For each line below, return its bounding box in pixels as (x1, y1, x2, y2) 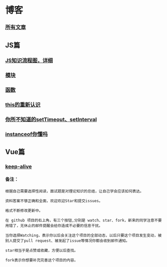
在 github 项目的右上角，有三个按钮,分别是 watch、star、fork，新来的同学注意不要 (5, 218, 162, 223)
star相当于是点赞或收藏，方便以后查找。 (5, 248, 78, 253)
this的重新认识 (5, 101, 41, 108)
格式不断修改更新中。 (5, 208, 43, 213)
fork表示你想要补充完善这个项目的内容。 (5, 257, 78, 262)
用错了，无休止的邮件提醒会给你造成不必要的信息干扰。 (5, 223, 103, 228)
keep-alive (5, 163, 32, 170)
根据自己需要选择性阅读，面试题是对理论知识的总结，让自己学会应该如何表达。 (5, 189, 144, 194)
